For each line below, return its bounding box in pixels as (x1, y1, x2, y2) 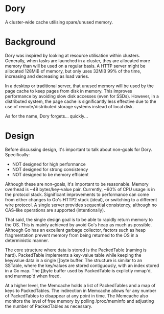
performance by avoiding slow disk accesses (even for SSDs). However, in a (5, 93, 159, 99)
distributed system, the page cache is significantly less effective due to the (5, 98, 157, 104)
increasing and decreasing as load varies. (5, 73, 90, 79)
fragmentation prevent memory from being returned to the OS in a (5, 232, 139, 238)
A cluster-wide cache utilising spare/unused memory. (5, 19, 113, 25)
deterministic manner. (5, 237, 49, 243)
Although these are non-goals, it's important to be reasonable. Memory (5, 181, 149, 187)
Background (5, 36, 56, 48)
